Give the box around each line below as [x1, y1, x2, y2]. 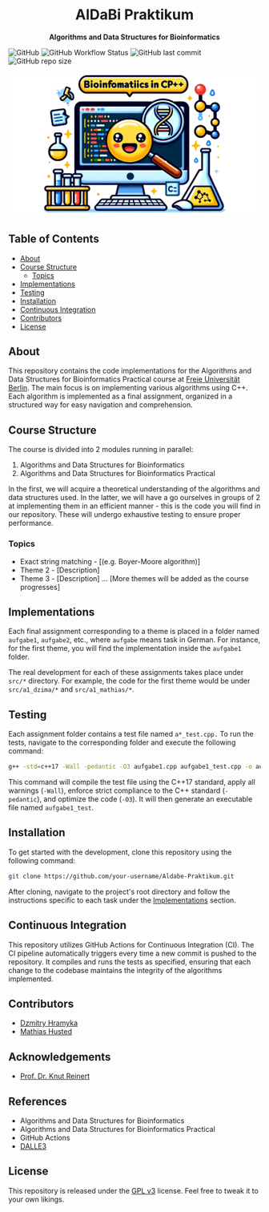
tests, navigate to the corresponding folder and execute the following [8, 737, 236, 747]
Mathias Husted [19, 1027, 72, 1036]
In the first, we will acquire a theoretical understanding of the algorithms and [8, 484, 260, 494]
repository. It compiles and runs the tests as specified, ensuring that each [8, 956, 251, 967]
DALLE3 [19, 1141, 46, 1151]
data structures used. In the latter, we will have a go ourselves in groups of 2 [8, 493, 260, 503]
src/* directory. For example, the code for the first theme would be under [8, 676, 251, 686]
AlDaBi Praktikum [74, 6, 195, 24]
